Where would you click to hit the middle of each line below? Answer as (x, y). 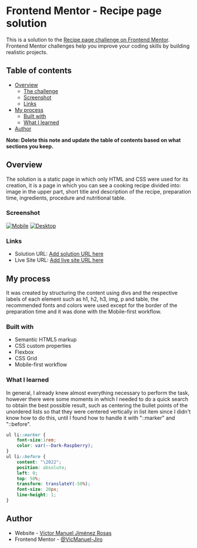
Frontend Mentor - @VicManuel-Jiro (59, 539)
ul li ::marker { (26, 435)
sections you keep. (30, 146)
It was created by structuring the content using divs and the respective (92, 293)
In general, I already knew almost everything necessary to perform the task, (98, 393)
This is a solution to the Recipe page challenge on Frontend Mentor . (88, 39)
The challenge (41, 91)
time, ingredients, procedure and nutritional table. (66, 198)
